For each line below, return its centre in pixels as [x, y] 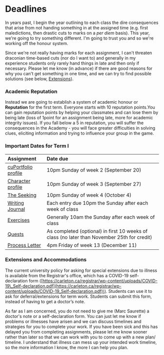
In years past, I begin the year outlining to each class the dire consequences [82, 22]
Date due [57, 158]
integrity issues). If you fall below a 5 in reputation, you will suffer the [74, 123]
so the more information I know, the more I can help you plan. [67, 347]
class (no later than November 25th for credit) [99, 237]
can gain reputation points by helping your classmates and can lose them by [82, 112]
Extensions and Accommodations [46, 260]
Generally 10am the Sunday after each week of [101, 217]
